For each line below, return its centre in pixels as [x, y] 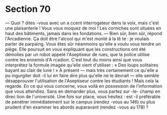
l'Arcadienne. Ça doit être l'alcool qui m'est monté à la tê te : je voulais [77, 39]
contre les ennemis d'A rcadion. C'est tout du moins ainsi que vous [74, 59]
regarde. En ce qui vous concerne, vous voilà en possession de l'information [84, 86]
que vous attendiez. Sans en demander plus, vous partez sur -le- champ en [83, 91]
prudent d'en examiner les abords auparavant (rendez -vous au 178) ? [77, 107]
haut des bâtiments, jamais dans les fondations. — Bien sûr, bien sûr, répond [84, 33]
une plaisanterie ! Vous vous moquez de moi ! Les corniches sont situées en [83, 28]
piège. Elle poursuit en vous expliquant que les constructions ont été [76, 49]
